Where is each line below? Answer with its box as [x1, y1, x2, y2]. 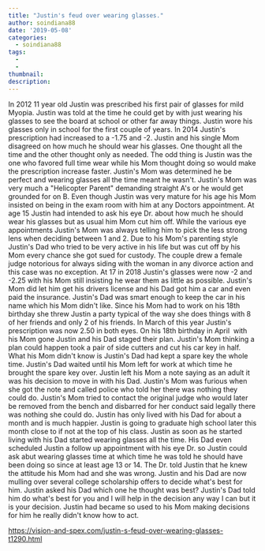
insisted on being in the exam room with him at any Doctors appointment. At [8, 200, 255, 209]
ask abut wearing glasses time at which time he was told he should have [8, 452, 243, 461]
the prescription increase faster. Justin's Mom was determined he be [8, 167, 233, 176]
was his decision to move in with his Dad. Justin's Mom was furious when [8, 376, 248, 385]
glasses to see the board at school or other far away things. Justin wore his [8, 116, 253, 126]
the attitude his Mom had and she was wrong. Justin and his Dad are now [8, 468, 247, 478]
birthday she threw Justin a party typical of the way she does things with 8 [8, 309, 252, 318]
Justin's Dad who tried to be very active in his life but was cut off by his [8, 242, 241, 251]
